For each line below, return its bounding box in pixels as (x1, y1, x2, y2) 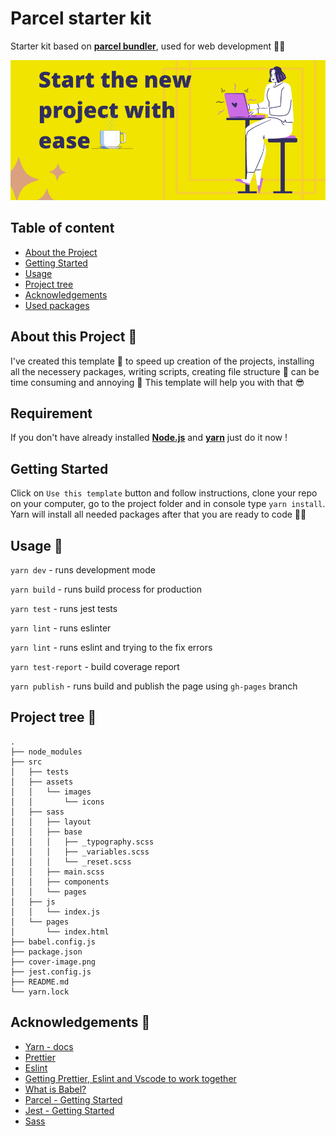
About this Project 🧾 (10, 328, 138, 346)
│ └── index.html (10, 927, 110, 937)
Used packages (24, 299, 90, 311)
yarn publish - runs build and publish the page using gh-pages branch (10, 680, 298, 692)
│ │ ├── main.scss (10, 867, 105, 877)
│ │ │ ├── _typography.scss (10, 837, 155, 847)
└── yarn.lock (10, 987, 70, 997)
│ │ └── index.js (10, 907, 101, 917)
